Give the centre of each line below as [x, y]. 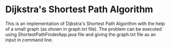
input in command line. [29, 40]
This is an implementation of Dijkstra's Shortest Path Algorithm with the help [85, 23]
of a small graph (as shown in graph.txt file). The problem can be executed [83, 29]
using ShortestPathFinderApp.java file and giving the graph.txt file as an [81, 34]
